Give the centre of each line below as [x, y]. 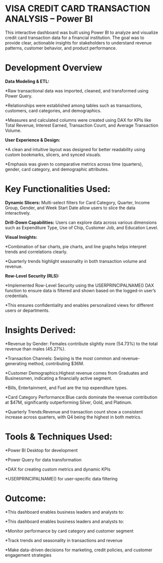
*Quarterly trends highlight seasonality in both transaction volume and [76, 261]
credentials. [17, 296]
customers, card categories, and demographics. [53, 110]
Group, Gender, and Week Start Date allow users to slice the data [70, 208]
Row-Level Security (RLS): [32, 276]
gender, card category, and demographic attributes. [57, 169]
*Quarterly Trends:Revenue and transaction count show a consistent [74, 411]
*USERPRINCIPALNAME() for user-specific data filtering [61, 478]
